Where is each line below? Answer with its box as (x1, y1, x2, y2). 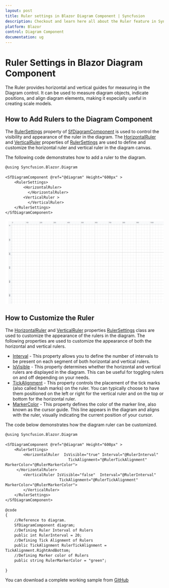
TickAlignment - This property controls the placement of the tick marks (12, 379, 160, 385)
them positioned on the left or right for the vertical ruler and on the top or (12, 390, 164, 397)
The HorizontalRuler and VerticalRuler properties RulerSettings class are (5, 327, 155, 333)
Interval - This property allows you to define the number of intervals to (12, 353, 158, 359)
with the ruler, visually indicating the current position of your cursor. (12, 412, 153, 418)
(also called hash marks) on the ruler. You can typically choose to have (12, 385, 159, 391)
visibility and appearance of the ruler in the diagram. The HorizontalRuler (5, 134, 156, 140)
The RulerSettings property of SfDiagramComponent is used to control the (5, 128, 159, 135)
